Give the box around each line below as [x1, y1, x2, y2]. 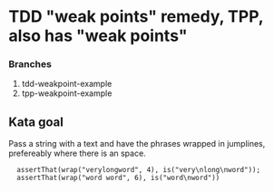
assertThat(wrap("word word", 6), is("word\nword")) [16, 174, 220, 183]
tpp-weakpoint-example [21, 88, 113, 99]
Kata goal [8, 114, 64, 129]
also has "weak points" [8, 25, 188, 46]
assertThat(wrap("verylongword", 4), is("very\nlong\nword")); [16, 166, 260, 175]
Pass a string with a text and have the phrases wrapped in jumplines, [8, 138, 266, 149]
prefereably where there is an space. [8, 148, 146, 159]
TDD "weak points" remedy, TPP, [8, 6, 264, 27]
